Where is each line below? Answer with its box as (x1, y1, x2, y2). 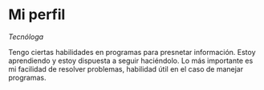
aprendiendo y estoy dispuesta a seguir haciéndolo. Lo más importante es (8, 56, 254, 65)
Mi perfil (8, 6, 66, 24)
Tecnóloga (8, 32, 44, 41)
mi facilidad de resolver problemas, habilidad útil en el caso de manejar (8, 64, 243, 73)
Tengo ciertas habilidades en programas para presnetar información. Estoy (8, 47, 256, 57)
